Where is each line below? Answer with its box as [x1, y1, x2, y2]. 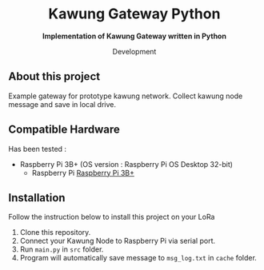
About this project [8, 69, 101, 84]
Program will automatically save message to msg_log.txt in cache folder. [19, 253, 258, 263]
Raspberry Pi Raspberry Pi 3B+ [31, 168, 134, 177]
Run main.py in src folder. [19, 244, 104, 254]
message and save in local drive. [8, 99, 117, 109]
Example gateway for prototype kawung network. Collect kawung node [8, 91, 243, 101]
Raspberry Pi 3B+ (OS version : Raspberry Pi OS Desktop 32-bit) [19, 159, 234, 169]
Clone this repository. [19, 228, 91, 237]
